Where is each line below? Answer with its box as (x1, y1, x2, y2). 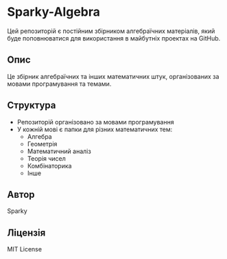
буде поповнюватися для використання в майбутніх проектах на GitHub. (7, 34, 221, 42)
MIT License (7, 245, 43, 254)
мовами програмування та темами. (7, 80, 112, 88)
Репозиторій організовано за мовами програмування (16, 117, 174, 126)
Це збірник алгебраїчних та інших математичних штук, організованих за (7, 72, 219, 80)
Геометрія (27, 139, 58, 148)
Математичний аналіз (27, 147, 91, 155)
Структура (7, 100, 56, 111)
